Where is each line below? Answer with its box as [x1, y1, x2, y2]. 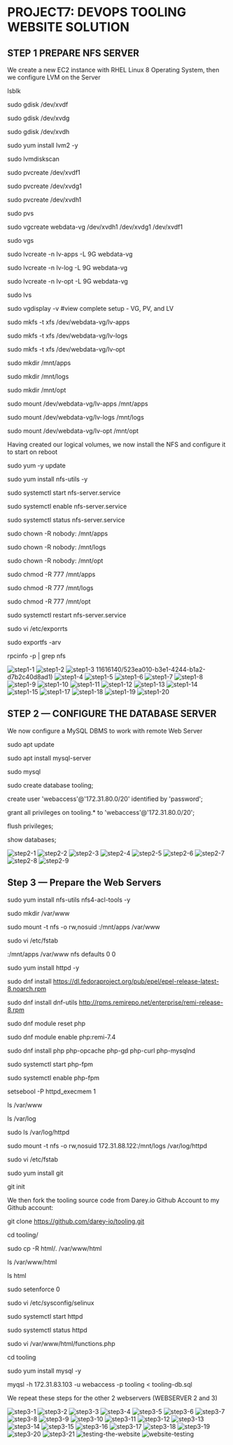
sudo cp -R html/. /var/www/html [7, 1244, 102, 1253]
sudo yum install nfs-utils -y [7, 475, 88, 483]
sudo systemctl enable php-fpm [7, 1073, 100, 1081]
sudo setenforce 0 [7, 1285, 61, 1293]
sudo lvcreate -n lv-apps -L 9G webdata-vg [7, 250, 133, 258]
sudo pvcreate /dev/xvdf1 [7, 168, 80, 176]
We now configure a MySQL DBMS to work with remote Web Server [7, 726, 203, 735]
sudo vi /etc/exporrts [7, 625, 68, 632]
